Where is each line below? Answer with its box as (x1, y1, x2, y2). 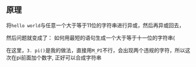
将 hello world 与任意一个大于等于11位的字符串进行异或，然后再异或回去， (6, 22, 185, 29)
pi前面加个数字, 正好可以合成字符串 (16, 54, 102, 61)
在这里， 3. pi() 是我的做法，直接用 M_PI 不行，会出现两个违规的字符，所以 (6, 46, 185, 53)
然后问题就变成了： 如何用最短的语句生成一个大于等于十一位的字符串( (6, 34, 175, 41)
